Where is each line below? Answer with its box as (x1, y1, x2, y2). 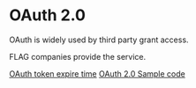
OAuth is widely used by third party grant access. (9, 34, 189, 45)
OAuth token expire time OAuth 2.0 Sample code (9, 68, 185, 79)
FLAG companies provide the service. (9, 51, 147, 62)
